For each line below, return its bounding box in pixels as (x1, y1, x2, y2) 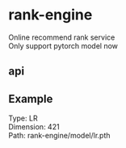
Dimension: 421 (8, 122, 60, 132)
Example (8, 91, 53, 106)
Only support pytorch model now (8, 40, 119, 50)
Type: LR (8, 113, 38, 123)
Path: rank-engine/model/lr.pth (8, 131, 111, 141)
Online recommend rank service (8, 32, 115, 42)
